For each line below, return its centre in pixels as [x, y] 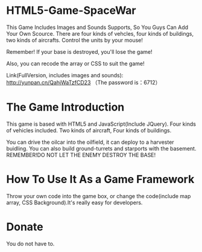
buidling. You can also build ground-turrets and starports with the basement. [101, 148]
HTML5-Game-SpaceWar [71, 11]
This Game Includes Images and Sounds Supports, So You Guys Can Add [97, 27]
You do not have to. [30, 244]
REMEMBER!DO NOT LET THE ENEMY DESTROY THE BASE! [81, 155]
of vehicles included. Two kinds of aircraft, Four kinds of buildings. [89, 130]
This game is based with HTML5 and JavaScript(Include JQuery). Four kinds [101, 124]
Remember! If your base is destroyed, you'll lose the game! [79, 51]
